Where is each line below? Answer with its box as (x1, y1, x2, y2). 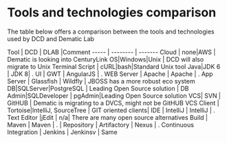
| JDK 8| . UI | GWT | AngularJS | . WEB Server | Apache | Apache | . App (7, 70, 213, 78)
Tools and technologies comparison (7, 5, 217, 21)
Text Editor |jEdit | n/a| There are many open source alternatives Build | (7, 113, 208, 121)
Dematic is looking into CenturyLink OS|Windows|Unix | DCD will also (7, 55, 204, 63)
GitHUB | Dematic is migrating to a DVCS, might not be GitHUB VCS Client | (7, 99, 219, 107)
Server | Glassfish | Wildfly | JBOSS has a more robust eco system (7, 77, 195, 85)
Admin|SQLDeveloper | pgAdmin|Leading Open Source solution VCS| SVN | (7, 91, 221, 100)
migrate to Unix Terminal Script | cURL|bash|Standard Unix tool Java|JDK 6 (7, 62, 221, 70)
